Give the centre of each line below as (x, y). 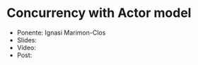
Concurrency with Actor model (99, 13)
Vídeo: (27, 47)
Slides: (27, 40)
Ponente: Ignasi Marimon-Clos (61, 32)
